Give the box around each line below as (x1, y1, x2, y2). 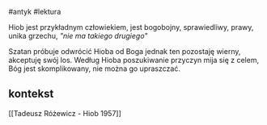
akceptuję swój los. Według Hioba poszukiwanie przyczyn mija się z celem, (8, 56, 260, 65)
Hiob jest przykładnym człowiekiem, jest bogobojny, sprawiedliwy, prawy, (8, 23, 254, 31)
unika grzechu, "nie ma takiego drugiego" (8, 31, 148, 40)
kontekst (8, 87, 54, 101)
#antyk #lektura (8, 7, 61, 16)
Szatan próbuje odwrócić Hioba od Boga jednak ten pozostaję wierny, (8, 47, 241, 56)
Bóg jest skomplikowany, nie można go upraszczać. (8, 64, 180, 73)
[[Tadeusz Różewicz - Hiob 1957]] (8, 108, 121, 118)
